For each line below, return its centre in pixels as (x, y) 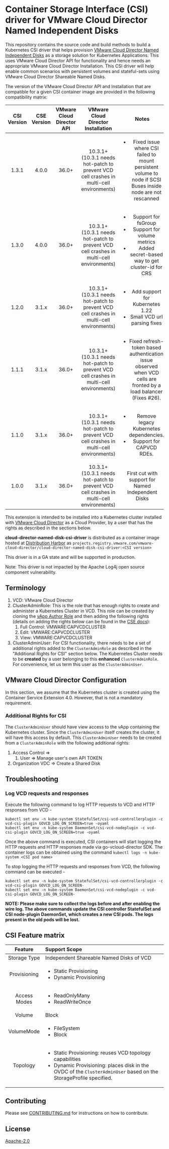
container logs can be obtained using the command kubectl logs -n (76, 852)
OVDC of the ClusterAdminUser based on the (106, 1072)
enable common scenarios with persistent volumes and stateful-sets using (82, 71)
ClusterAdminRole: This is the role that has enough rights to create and (86, 605)
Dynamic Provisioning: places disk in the (101, 1065)
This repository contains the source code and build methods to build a (78, 44)
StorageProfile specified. (83, 1078)
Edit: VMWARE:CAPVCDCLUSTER (55, 632)
